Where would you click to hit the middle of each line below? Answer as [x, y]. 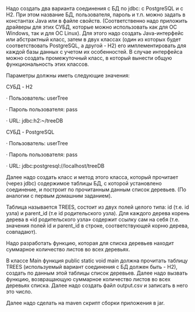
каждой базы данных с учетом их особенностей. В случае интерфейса [94, 52]
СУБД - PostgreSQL [30, 132]
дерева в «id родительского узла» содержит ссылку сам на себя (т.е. [93, 219]
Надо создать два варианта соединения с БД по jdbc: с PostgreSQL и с [95, 8]
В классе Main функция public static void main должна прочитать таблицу [97, 261]
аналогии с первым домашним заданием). [59, 196]
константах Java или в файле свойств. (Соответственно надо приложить [97, 21]
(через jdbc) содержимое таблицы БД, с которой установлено [84, 183]
